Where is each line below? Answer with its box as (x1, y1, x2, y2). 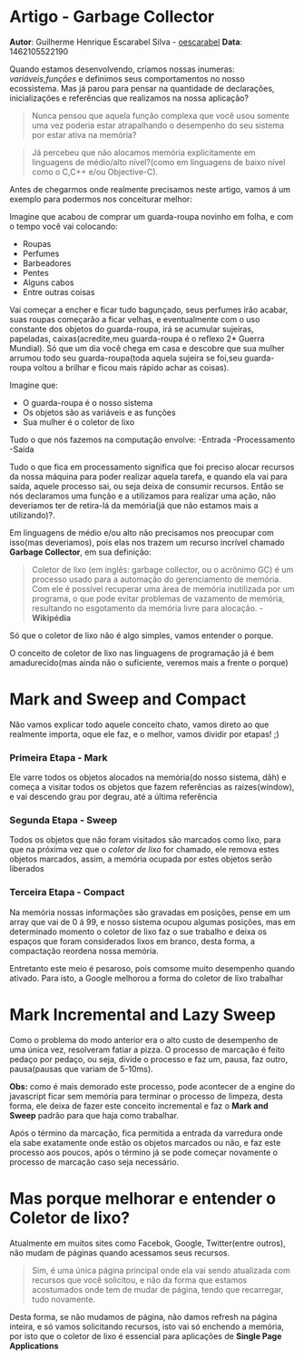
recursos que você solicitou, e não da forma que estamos (31, 1274, 248, 1286)
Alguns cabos (22, 277, 74, 288)
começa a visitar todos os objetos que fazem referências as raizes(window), (9, 782, 295, 793)
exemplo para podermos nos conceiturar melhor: (9, 193, 192, 204)
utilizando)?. (9, 509, 56, 520)
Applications (9, 1340, 59, 1351)
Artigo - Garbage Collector (9, 6, 215, 27)
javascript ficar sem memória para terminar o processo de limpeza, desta (9, 1090, 283, 1101)
